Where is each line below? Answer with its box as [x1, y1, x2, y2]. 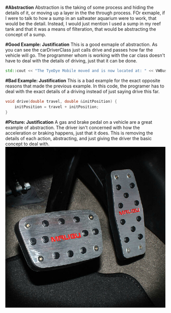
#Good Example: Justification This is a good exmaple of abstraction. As [5, 41, 158, 48]
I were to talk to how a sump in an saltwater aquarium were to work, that [5, 15, 157, 21]
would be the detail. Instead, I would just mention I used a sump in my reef [5, 20, 161, 27]
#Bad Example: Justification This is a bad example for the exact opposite [5, 77, 160, 83]
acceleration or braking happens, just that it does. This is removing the [5, 130, 154, 136]
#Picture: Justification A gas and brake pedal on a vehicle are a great [5, 119, 153, 125]
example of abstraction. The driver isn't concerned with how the [5, 124, 140, 130]
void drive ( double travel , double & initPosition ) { [5, 99, 117, 104]
